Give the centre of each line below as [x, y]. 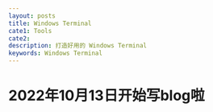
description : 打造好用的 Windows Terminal [78, 46]
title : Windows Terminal [50, 23]
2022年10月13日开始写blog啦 [106, 95]
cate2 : [19, 38]
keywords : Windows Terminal [56, 53]
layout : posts [32, 16]
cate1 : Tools [30, 31]
